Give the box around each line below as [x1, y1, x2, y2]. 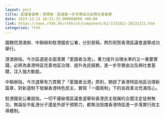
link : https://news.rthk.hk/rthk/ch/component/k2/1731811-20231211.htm [5, 21, 155, 26]
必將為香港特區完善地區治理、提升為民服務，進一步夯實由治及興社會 [13, 62, 151, 68]
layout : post [5, 7, 32, 12]
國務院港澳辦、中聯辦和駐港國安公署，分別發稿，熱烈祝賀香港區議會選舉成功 [5, 40, 160, 46]
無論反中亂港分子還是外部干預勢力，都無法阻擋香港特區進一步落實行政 [13, 102, 156, 108]
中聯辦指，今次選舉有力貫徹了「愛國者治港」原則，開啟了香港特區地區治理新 [5, 79, 160, 85]
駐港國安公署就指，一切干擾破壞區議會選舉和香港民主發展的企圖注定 [5, 95, 143, 101]
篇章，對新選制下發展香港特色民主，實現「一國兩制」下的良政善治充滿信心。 [5, 85, 160, 91]
